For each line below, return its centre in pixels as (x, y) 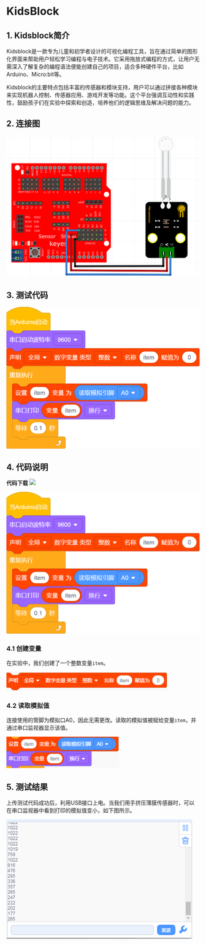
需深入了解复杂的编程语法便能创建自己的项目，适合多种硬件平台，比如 (95, 66)
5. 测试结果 (27, 787)
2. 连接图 (23, 124)
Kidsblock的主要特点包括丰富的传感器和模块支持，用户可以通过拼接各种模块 (102, 87)
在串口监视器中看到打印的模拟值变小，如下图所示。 (71, 811)
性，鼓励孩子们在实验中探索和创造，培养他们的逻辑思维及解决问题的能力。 (100, 103)
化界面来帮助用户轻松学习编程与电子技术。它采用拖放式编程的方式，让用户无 (103, 59)
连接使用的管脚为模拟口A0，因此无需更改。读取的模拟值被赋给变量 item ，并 (101, 720)
